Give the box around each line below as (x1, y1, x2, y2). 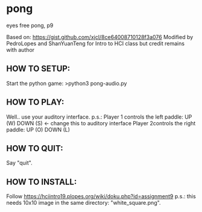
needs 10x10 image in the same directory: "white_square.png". (6, 199, 161, 207)
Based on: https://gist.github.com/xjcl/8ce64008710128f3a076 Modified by (6, 33, 194, 40)
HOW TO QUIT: (6, 143, 63, 154)
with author (6, 46, 35, 53)
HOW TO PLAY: (6, 97, 65, 107)
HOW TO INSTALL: (6, 176, 77, 187)
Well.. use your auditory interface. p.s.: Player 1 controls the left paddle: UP (6, 113, 192, 120)
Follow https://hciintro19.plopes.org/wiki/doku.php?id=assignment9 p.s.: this (6, 193, 196, 200)
